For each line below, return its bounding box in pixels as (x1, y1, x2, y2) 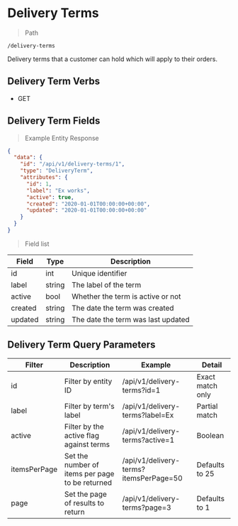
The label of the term (72, 279, 142, 289)
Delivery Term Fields (7, 115, 101, 127)
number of (64, 460, 99, 470)
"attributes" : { (20, 174, 69, 181)
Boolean (196, 430, 225, 440)
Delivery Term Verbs (7, 75, 101, 87)
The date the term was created (72, 303, 174, 313)
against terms (64, 439, 110, 449)
